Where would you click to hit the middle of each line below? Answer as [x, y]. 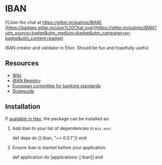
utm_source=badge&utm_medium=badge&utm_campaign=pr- [68, 33]
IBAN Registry [26, 80]
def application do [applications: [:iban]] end [58, 157]
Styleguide [23, 91]
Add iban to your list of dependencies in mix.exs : [62, 128]
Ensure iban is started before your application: [59, 147]
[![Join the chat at [23, 22]
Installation [23, 107]
